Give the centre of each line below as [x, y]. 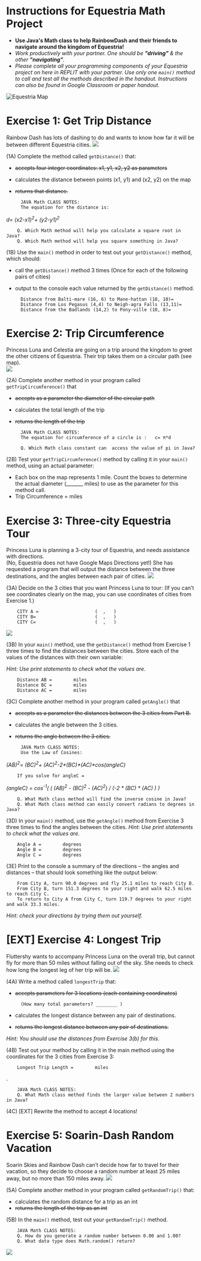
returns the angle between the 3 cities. [63, 737]
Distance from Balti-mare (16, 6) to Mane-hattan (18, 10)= [97, 299]
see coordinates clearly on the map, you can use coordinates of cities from [99, 595]
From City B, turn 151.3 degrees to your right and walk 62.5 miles [104, 888]
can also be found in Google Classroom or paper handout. [87, 85]
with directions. [25, 557]
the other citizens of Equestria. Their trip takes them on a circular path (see [99, 356]
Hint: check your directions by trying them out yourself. [74, 915]
